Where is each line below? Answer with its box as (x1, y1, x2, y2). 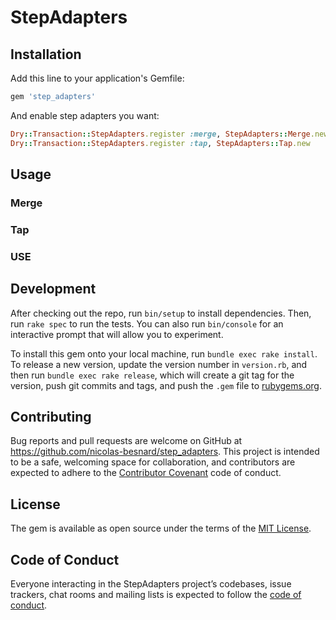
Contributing (10, 408, 92, 425)
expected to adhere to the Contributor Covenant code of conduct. (10, 467, 282, 479)
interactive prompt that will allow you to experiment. (10, 328, 224, 340)
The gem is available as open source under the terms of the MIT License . (10, 522, 312, 535)
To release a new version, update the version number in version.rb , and (10, 358, 308, 370)
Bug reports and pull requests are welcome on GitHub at (10, 435, 243, 447)
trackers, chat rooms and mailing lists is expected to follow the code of (10, 589, 302, 601)
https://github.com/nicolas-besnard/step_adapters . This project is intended (10, 446, 320, 458)
